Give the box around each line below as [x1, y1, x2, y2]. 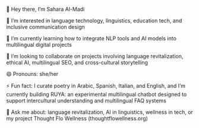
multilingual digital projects [6, 41, 72, 48]
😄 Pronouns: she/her [6, 71, 59, 77]
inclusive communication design [6, 24, 85, 30]
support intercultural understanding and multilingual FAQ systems [6, 97, 166, 104]
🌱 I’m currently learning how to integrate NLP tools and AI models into [6, 35, 177, 41]
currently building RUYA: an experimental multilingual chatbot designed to [6, 91, 187, 98]
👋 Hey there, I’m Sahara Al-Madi [6, 6, 85, 12]
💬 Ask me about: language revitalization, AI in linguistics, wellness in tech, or [6, 108, 193, 116]
